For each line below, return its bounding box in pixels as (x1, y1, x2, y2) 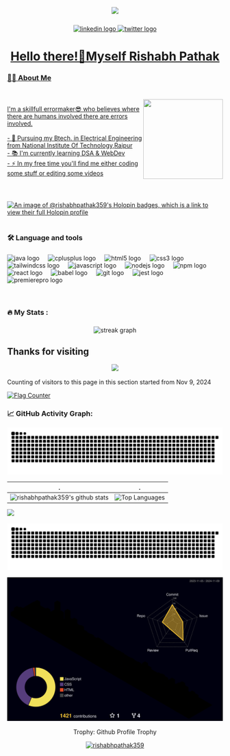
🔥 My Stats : (7, 307, 49, 317)
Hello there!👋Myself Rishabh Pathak (10, 49, 220, 64)
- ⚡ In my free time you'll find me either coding (7, 159, 138, 167)
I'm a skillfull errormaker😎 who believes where (7, 104, 140, 113)
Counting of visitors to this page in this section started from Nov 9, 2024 (7, 378, 212, 386)
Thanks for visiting (7, 346, 90, 357)
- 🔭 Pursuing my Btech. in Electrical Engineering (7, 134, 142, 142)
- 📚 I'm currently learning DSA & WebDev (7, 149, 125, 157)
